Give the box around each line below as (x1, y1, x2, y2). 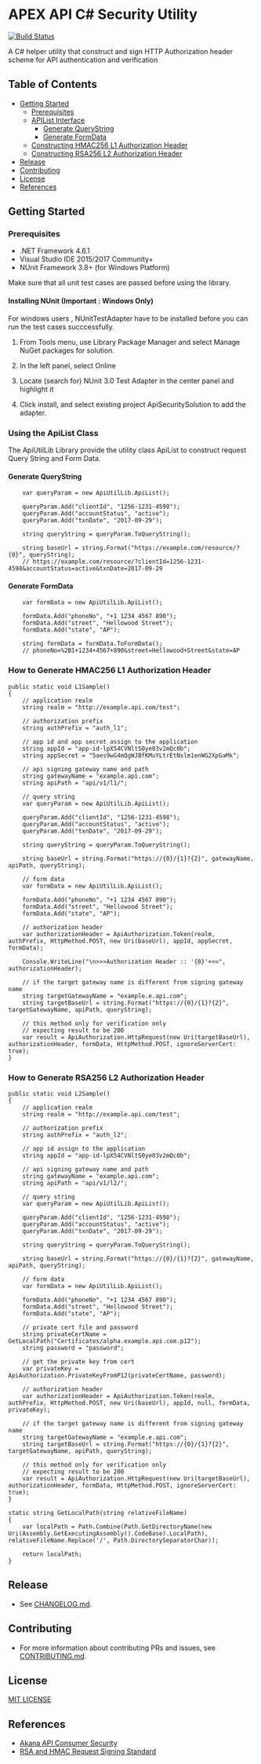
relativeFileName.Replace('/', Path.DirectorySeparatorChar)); (8, 1536, 219, 1544)
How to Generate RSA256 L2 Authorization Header (8, 1072, 205, 1083)
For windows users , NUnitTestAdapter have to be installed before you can (8, 313, 248, 323)
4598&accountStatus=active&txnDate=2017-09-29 (8, 565, 163, 573)
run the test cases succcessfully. (8, 322, 115, 331)
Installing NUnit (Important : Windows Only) (8, 296, 154, 306)
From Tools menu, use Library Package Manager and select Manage (19, 337, 241, 346)
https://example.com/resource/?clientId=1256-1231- (32, 558, 205, 566)
